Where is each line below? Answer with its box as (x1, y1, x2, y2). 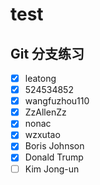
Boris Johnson (24, 140, 85, 152)
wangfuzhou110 (24, 95, 90, 107)
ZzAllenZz (24, 106, 67, 118)
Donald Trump (24, 151, 84, 163)
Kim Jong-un (24, 163, 80, 175)
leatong (24, 73, 57, 84)
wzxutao (24, 129, 61, 141)
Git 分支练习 (10, 45, 85, 62)
